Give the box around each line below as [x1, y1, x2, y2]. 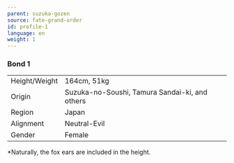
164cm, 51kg [65, 76, 109, 86]
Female [65, 130, 89, 140]
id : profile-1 [7, 23, 49, 30]
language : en [7, 29, 45, 37]
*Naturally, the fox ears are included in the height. [7, 148, 151, 157]
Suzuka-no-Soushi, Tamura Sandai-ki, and [65, 88, 208, 98]
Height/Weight [10, 76, 58, 86]
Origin [10, 92, 31, 102]
